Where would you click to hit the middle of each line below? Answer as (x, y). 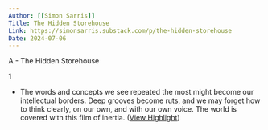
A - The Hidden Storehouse (54, 61)
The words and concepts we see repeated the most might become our (137, 92)
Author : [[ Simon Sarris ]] (52, 16)
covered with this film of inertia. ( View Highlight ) (100, 118)
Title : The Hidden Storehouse (59, 23)
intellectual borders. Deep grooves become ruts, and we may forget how (140, 100)
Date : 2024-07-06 (37, 38)
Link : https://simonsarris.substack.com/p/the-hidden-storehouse (120, 30)
